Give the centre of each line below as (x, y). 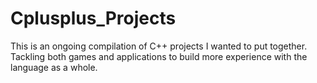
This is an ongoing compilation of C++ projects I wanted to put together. (159, 46)
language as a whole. (54, 67)
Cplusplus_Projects (93, 18)
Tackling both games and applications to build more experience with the (159, 56)
